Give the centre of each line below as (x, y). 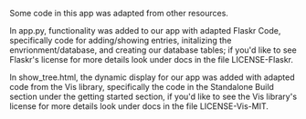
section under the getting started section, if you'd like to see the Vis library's (153, 96)
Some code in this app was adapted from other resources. (119, 13)
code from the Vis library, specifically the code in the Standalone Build (142, 87)
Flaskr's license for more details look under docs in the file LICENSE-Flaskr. (152, 59)
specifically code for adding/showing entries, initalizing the (121, 40)
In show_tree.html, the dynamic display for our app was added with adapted (152, 77)
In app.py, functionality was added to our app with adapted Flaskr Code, (145, 30)
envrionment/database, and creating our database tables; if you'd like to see (153, 50)
